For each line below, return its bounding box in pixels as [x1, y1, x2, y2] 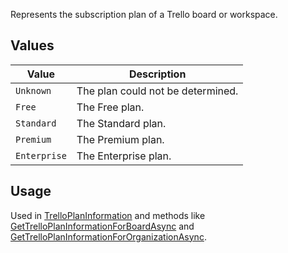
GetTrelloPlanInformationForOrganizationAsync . [10, 230, 207, 243]
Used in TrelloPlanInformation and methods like [10, 209, 206, 221]
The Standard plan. [76, 116, 167, 130]
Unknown [15, 85, 52, 96]
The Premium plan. [76, 132, 165, 146]
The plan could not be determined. [76, 84, 239, 98]
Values [10, 37, 55, 54]
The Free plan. [76, 100, 145, 114]
